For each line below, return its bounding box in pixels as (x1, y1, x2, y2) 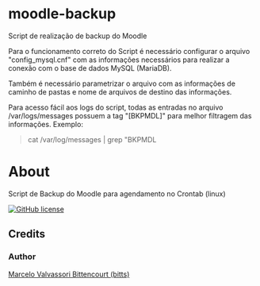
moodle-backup (8, 5, 117, 23)
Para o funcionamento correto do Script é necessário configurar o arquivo (8, 46, 250, 56)
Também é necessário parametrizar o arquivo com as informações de (8, 79, 236, 88)
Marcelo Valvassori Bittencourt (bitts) (8, 269, 130, 279)
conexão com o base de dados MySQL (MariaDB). (8, 63, 172, 72)
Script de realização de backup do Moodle (8, 31, 147, 41)
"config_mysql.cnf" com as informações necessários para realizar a (8, 55, 230, 64)
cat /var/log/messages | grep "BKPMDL (27, 134, 157, 144)
